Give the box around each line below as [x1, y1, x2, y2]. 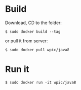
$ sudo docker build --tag [5, 29, 61, 34]
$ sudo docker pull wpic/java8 [5, 47, 70, 52]
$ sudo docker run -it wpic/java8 [5, 80, 77, 85]
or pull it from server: [5, 38, 48, 44]
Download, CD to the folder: [5, 20, 62, 26]
